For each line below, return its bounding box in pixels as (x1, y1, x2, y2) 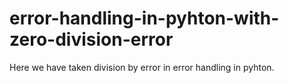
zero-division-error (9, 28, 174, 51)
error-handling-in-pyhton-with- (9, 7, 280, 30)
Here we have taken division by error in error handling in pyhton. (9, 61, 275, 73)
